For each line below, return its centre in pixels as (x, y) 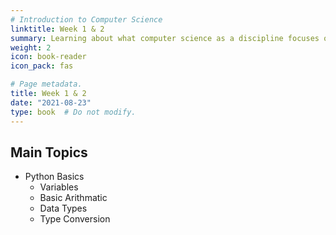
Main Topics (49, 152)
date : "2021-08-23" (51, 102)
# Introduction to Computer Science (86, 19)
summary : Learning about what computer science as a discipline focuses (165, 38)
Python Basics (54, 177)
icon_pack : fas (42, 66)
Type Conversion (75, 219)
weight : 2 (31, 47)
